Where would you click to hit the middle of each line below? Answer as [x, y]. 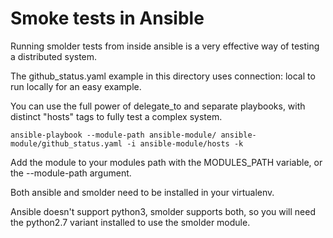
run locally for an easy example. [76, 86]
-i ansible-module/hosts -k [185, 143]
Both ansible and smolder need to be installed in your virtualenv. [142, 192]
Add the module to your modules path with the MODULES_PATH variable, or [166, 162]
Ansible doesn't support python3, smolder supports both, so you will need [163, 211]
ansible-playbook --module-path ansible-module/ [113, 135]
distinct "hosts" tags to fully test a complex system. [116, 116]
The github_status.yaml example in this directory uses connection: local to [163, 76]
